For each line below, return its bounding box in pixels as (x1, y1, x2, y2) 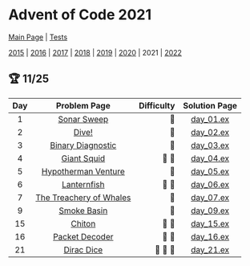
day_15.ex (191, 218, 230, 229)
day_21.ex (191, 243, 230, 255)
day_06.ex (191, 178, 230, 190)
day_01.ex (191, 113, 230, 125)
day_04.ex (191, 153, 230, 164)
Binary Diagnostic (50, 139, 117, 150)
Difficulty (139, 100, 175, 111)
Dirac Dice (63, 243, 103, 255)
